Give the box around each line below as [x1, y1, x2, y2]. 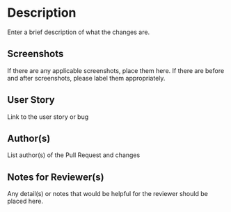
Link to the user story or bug [7, 113, 89, 121]
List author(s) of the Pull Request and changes [7, 151, 141, 159]
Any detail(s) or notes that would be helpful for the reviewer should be [7, 190, 209, 198]
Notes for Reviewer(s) [7, 171, 104, 183]
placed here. [7, 197, 44, 206]
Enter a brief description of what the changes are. [7, 28, 150, 36]
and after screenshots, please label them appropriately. [7, 74, 166, 82]
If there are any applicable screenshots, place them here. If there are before [7, 66, 225, 74]
